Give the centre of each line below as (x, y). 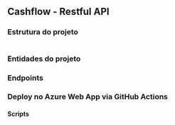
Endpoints (26, 78)
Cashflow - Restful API (58, 12)
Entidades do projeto (44, 59)
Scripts (18, 114)
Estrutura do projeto (43, 32)
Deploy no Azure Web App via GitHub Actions (88, 97)
